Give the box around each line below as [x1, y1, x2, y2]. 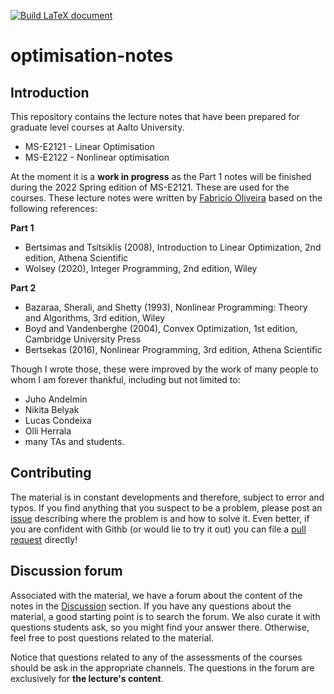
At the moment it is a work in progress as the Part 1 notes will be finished [10, 171, 312, 182]
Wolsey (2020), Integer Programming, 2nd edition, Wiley [24, 263, 258, 274]
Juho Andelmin [24, 393, 88, 405]
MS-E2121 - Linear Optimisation [24, 141, 155, 152]
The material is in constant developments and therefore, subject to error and [10, 491, 325, 503]
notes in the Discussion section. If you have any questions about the [10, 600, 292, 612]
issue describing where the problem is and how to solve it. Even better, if [10, 512, 310, 524]
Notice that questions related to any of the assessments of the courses [10, 651, 303, 663]
